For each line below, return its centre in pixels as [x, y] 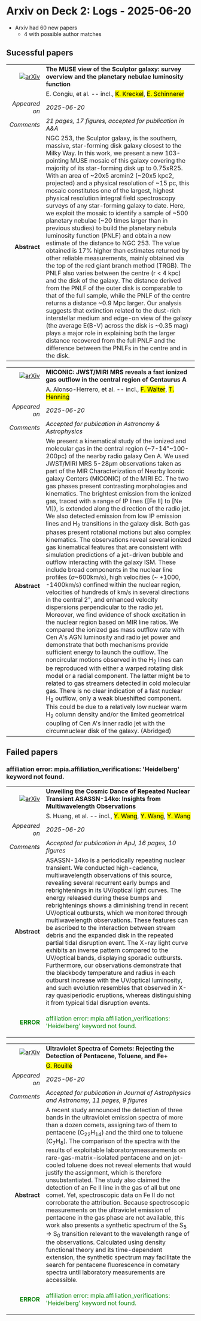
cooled [56, 1165]
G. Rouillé [59, 1066]
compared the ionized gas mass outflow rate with [115, 629]
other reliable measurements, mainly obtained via [115, 258]
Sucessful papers [40, 53]
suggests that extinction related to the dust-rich [113, 310]
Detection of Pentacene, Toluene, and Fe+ [107, 1056]
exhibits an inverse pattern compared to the [107, 950]
